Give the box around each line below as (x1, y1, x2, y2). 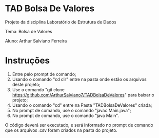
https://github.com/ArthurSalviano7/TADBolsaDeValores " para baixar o (12, 92, 155, 98)
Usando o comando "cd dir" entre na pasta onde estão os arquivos (12, 76, 147, 82)
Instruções (5, 55, 50, 66)
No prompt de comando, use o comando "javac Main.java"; (12, 107, 132, 113)
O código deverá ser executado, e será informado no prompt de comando (5, 122, 154, 128)
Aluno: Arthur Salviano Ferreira (5, 38, 67, 44)
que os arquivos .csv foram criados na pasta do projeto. (5, 127, 118, 133)
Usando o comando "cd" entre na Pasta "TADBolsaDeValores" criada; (12, 102, 152, 108)
